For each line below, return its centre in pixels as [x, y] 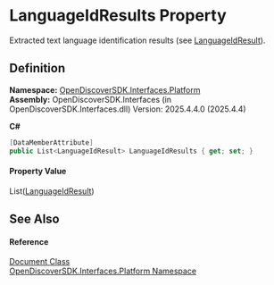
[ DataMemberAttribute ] [51, 142]
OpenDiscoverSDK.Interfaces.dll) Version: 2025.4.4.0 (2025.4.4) [128, 109]
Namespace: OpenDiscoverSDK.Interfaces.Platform [105, 89]
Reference [29, 241]
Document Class [40, 262]
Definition [37, 68]
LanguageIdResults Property [118, 16]
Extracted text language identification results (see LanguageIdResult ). [137, 40]
